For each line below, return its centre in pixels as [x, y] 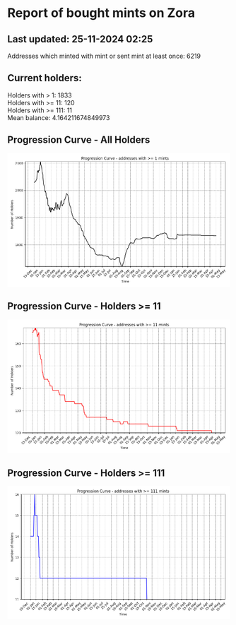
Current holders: [45, 78]
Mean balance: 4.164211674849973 [59, 117]
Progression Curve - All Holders [79, 140]
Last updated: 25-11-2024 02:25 [80, 39]
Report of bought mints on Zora [101, 13]
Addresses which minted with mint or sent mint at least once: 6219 [104, 56]
